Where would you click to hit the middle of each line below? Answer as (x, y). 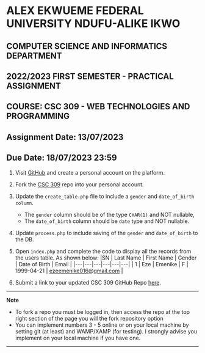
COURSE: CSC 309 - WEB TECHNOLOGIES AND (98, 107)
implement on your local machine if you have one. (78, 338)
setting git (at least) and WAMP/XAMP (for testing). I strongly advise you (106, 331)
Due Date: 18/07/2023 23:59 (62, 158)
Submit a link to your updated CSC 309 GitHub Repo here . (88, 282)
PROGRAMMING (38, 116)
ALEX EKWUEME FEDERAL (75, 11)
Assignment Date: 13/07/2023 (65, 137)
